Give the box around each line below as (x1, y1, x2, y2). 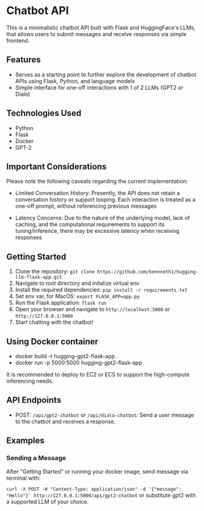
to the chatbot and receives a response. (15, 417, 116, 425)
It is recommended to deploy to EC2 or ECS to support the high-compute (6, 371, 190, 378)
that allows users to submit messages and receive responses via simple (6, 30, 187, 37)
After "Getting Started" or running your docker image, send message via (6, 468, 188, 475)
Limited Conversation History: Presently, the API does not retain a (15, 189, 180, 197)
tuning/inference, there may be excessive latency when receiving (15, 227, 180, 235)
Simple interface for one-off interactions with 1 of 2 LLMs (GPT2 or (15, 84, 184, 91)
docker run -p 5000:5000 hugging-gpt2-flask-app (15, 359, 142, 366)
